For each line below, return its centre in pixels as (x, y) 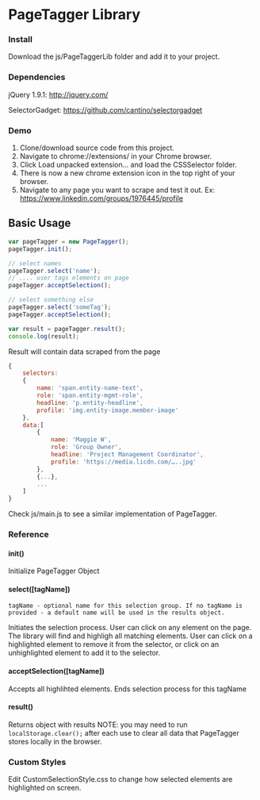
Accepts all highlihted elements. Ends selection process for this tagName (128, 689)
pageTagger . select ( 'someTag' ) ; (60, 307)
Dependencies (37, 77)
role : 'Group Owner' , (86, 447)
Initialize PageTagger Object (54, 571)
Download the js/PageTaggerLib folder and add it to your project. (114, 56)
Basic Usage (40, 223)
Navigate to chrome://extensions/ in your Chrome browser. (116, 156)
